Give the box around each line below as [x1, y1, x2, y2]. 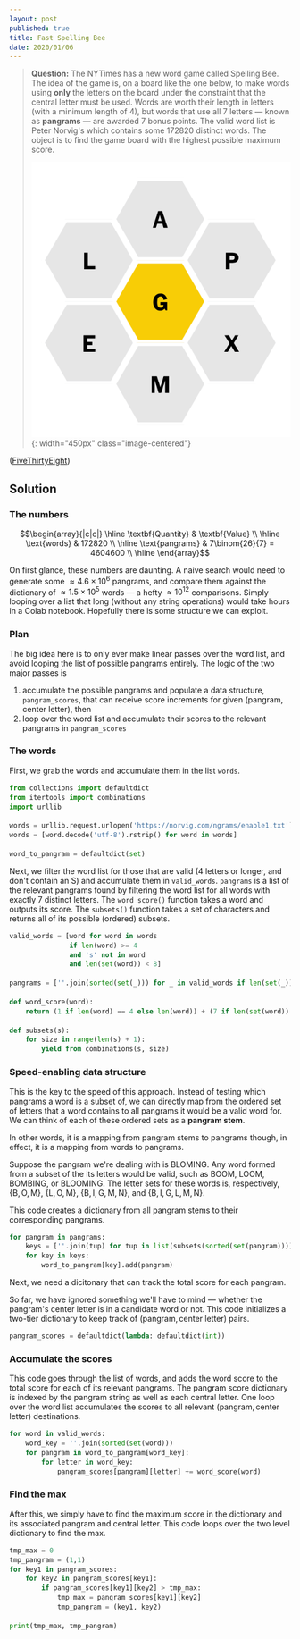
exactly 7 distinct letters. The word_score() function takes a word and [9, 894, 264, 904]
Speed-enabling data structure [9, 1066, 146, 1079]
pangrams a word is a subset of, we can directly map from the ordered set [9, 1096, 282, 1106]
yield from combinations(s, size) [41, 1045, 170, 1054]
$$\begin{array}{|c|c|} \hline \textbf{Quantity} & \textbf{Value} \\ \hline [20, 528, 280, 539]
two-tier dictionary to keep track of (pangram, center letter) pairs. [9, 1314, 250, 1324]
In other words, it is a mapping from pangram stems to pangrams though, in [9, 1131, 287, 1143]
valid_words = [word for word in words [9, 931, 158, 940]
